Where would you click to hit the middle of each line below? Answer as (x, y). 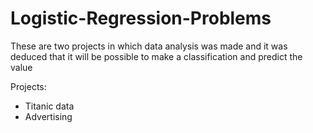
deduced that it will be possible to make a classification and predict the (156, 56)
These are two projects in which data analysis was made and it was (149, 46)
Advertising (48, 116)
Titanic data (49, 106)
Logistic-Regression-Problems (141, 18)
